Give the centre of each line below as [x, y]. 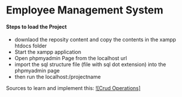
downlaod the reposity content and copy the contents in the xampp [95, 40]
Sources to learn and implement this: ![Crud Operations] [73, 88]
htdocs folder [31, 46]
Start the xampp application [48, 52]
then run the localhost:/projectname [57, 77]
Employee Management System [85, 10]
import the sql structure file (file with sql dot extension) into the [90, 64]
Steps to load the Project [36, 26]
